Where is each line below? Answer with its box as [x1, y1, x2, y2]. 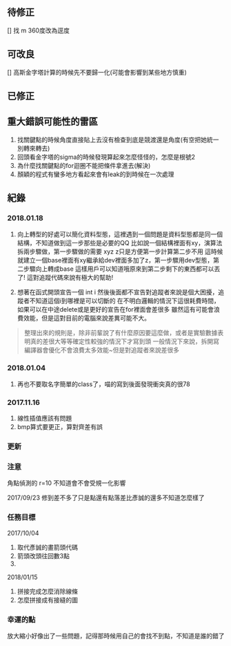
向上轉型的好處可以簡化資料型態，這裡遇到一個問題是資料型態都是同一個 [17, 230, 223, 238]
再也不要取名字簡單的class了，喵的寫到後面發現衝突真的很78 [17, 379, 191, 388]
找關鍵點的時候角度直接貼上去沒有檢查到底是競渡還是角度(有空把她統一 [17, 135, 219, 144]
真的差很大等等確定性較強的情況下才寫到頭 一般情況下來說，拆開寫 [30, 337, 219, 345]
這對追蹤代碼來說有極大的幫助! [26, 273, 114, 281]
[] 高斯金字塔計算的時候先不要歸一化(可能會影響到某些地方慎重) [7, 68, 188, 76]
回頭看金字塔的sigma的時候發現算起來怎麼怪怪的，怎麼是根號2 [17, 153, 195, 161]
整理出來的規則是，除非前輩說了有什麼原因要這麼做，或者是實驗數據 [23, 328, 218, 336]
